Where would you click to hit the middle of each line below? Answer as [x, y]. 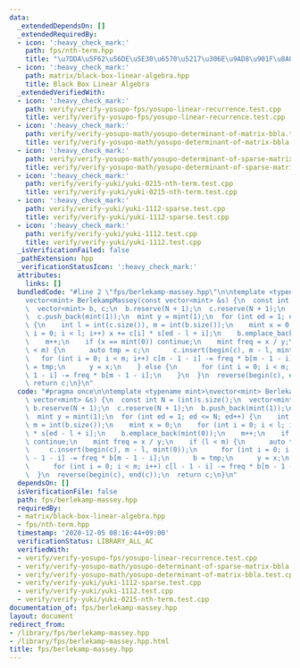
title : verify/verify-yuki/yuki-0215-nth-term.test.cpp [132, 192]
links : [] [44, 283]
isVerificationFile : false [67, 491]
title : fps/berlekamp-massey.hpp [71, 649]
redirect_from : [37, 624]
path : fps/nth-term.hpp [70, 51]
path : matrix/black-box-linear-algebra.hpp [108, 76]
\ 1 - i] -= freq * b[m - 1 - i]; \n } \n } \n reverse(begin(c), [155, 375]
